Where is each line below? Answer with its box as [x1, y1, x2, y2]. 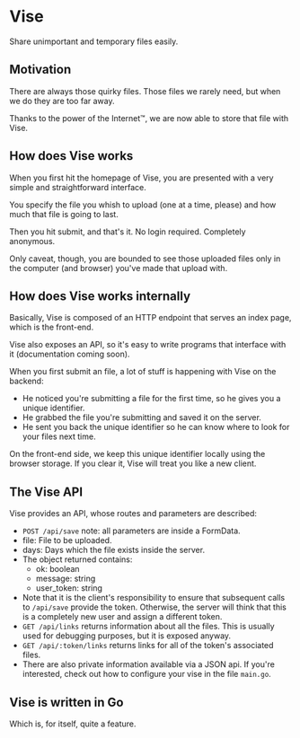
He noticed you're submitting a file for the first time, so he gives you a [22, 393, 281, 404]
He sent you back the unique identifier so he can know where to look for [22, 422, 290, 433]
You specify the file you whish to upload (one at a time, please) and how [9, 199, 277, 210]
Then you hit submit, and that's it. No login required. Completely [9, 226, 246, 237]
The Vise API [9, 484, 84, 499]
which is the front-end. [9, 321, 94, 333]
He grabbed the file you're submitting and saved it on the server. [22, 412, 262, 423]
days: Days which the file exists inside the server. [22, 545, 205, 556]
